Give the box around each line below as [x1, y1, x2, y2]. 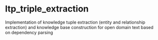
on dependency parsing [5, 29, 53, 35]
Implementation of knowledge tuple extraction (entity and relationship [5, 19, 146, 25]
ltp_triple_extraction [5, 3, 89, 14]
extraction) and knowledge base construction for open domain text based [5, 24, 154, 30]
